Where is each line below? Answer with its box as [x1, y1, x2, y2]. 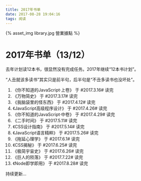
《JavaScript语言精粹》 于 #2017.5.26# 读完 [12, 130, 99, 136]
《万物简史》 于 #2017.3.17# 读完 [12, 93, 78, 99]
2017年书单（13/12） [5, 49, 90, 60]
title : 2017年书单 [5, 7, 41, 12]
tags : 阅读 [5, 16, 26, 21]
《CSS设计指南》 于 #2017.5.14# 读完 [12, 124, 85, 130]
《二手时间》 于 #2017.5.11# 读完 [12, 118, 78, 124]
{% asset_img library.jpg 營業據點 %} [5, 30, 80, 36]
